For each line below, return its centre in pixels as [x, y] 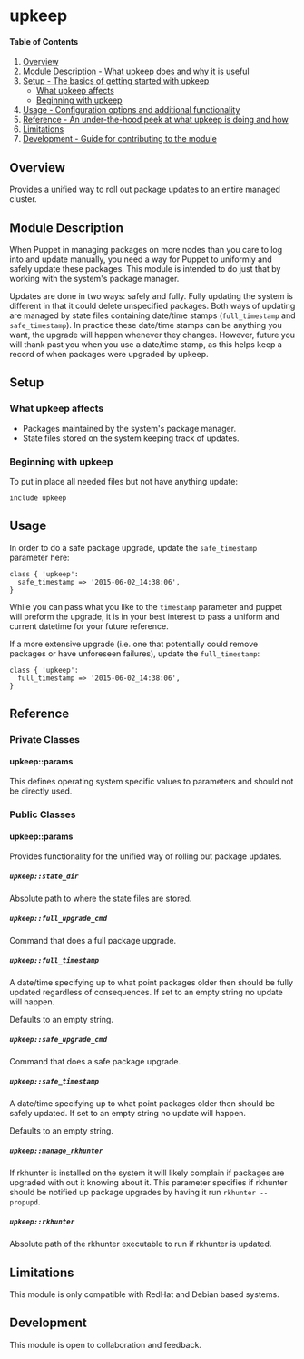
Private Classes [44, 740]
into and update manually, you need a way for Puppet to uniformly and [141, 259]
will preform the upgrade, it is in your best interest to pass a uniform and [144, 616]
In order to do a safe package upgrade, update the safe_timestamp [133, 547]
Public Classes [43, 814]
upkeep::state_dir [44, 877]
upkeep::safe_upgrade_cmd [58, 1039]
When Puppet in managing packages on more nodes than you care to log [146, 250]
